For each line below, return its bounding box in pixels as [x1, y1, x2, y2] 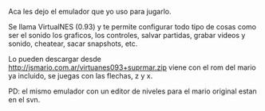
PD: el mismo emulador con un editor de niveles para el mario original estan [8, 86, 257, 96]
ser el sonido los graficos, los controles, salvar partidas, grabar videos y [8, 31, 246, 40]
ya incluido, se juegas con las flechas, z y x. [8, 71, 153, 80]
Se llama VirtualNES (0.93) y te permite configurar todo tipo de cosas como [8, 22, 257, 31]
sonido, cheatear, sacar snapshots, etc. [8, 39, 138, 48]
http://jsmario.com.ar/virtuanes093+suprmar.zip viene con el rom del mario [8, 63, 257, 72]
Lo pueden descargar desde [8, 55, 101, 63]
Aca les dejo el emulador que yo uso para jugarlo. [8, 7, 172, 16]
